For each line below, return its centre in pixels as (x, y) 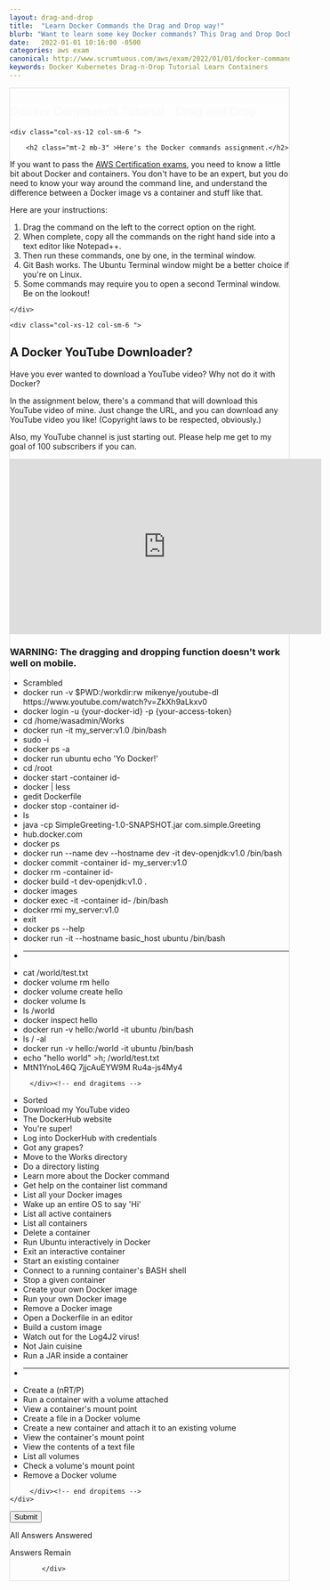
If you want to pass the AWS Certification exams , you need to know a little (145, 164)
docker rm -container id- (68, 872)
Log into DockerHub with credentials (90, 1138)
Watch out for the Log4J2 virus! (81, 1336)
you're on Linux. (52, 274)
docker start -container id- (72, 777)
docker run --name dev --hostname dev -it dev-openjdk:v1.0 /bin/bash (153, 853)
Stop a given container (64, 1279)
